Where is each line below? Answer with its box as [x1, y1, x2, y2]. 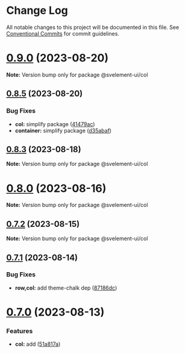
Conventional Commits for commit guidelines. [6, 30, 119, 37]
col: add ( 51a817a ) [14, 340, 61, 348]
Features [6, 326, 33, 335]
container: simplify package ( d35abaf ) [14, 127, 112, 134]
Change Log [6, 4, 68, 17]
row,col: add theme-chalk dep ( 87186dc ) [14, 284, 118, 291]
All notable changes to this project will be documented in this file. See [6, 24, 180, 31]
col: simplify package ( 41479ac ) [14, 120, 95, 127]
